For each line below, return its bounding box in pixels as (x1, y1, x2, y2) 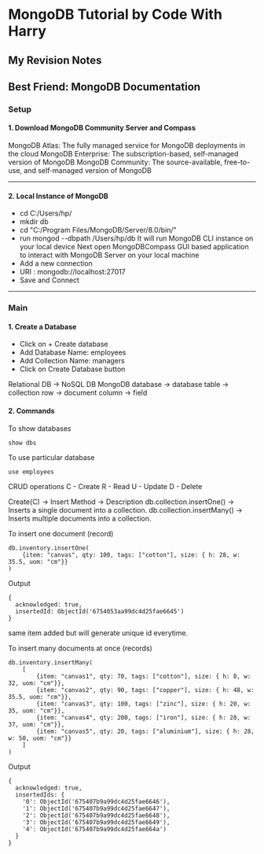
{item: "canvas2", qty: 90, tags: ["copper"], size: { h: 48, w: (36, 686, 255, 694)
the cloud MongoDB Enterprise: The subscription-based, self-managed (8, 149, 239, 159)
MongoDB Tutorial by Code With (8, 6, 222, 24)
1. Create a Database (8, 322, 77, 331)
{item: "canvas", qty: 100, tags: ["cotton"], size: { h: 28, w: (22, 550, 241, 559)
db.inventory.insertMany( (8, 658, 93, 666)
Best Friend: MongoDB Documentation (8, 80, 201, 94)
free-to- (223, 157, 251, 167)
